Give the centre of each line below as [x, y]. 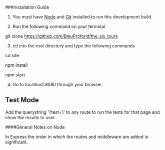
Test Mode [22, 100]
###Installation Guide [27, 7]
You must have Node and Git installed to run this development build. [82, 17]
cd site [12, 55]
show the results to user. [30, 117]
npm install [16, 65]
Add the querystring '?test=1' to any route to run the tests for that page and [82, 112]
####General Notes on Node [35, 127]
